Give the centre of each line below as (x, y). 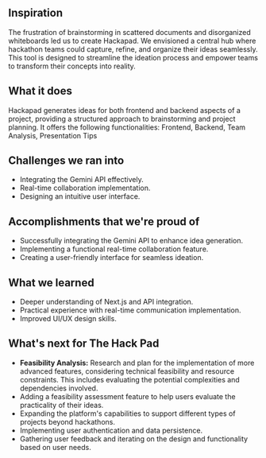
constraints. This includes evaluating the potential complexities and (129, 379)
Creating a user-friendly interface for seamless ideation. (112, 258)
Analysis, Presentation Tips (53, 135)
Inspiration (36, 13)
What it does (40, 91)
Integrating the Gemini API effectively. (82, 180)
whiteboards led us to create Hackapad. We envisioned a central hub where (132, 41)
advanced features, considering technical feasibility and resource (127, 371)
